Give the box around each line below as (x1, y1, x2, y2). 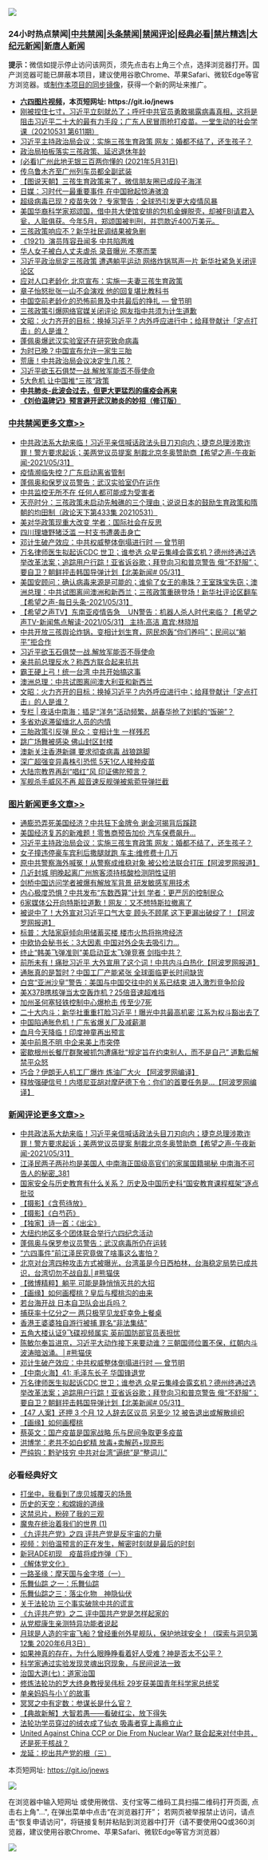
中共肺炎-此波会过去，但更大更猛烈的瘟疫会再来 (19, 386, 178, 396)
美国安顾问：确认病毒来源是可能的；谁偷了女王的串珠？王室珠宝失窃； (19, 577, 251, 586)
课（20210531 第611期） (19, 127, 99, 136)
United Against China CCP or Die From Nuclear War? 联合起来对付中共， (19, 1728, 258, 1738)
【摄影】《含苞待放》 (19, 1199, 87, 1208)
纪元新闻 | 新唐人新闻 (8, 40, 85, 51)
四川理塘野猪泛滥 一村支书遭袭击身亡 (19, 527, 141, 537)
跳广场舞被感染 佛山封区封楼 (19, 736, 113, 746)
